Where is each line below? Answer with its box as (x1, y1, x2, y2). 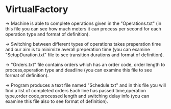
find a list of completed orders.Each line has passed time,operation (5, 87, 146, 93)
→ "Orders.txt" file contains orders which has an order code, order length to (5, 61, 165, 67)
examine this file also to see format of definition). (5, 98, 108, 104)
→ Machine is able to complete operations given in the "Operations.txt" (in (5, 20, 162, 26)
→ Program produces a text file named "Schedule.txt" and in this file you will (5, 82, 166, 88)
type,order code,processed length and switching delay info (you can (5, 93, 150, 99)
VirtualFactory (5, 4, 68, 15)
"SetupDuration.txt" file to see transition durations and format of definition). (5, 52, 164, 58)
